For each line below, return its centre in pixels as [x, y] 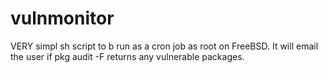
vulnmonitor [62, 18]
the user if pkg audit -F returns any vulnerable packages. [127, 56]
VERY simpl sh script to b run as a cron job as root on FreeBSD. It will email [164, 46]
